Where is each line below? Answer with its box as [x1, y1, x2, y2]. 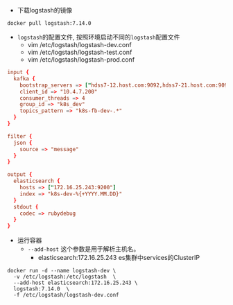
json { [13, 139, 33, 146]
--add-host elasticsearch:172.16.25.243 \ [13, 279, 138, 286]
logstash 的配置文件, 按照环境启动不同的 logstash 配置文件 [17, 33, 180, 41]
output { [7, 171, 33, 178]
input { [7, 69, 30, 76]
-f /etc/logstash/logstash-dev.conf [13, 292, 119, 299]
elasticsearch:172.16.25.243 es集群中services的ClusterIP [37, 254, 200, 262]
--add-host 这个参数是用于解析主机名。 [27, 245, 140, 253]
